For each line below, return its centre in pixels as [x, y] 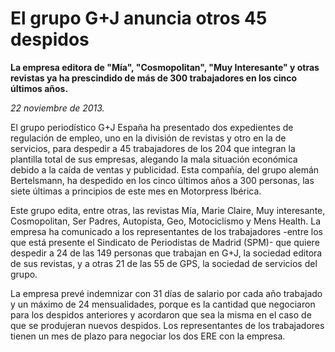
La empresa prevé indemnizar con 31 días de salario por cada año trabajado [166, 293]
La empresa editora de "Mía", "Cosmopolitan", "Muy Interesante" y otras [165, 67]
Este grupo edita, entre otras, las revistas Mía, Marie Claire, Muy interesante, [168, 210]
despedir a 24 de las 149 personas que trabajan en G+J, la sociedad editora [166, 253]
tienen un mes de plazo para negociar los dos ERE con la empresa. [148, 336]
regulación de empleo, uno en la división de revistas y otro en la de [148, 138]
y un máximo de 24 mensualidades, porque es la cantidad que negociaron [163, 304]
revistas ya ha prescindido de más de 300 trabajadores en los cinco [154, 78]
